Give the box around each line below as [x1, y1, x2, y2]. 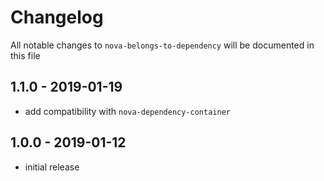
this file [10, 49, 41, 61]
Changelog [10, 6, 104, 29]
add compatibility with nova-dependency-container [24, 105, 231, 117]
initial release [24, 161, 80, 173]
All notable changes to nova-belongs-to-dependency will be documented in [10, 39, 315, 51]
